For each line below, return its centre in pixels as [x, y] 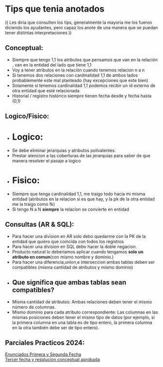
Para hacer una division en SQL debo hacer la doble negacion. [74, 247]
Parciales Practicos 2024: [45, 343]
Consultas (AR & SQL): [40, 225]
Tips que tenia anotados [55, 9]
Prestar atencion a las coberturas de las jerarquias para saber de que [81, 156]
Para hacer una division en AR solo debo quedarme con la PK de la [79, 236]
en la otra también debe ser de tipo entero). [56, 327]
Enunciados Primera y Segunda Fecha [43, 354]
